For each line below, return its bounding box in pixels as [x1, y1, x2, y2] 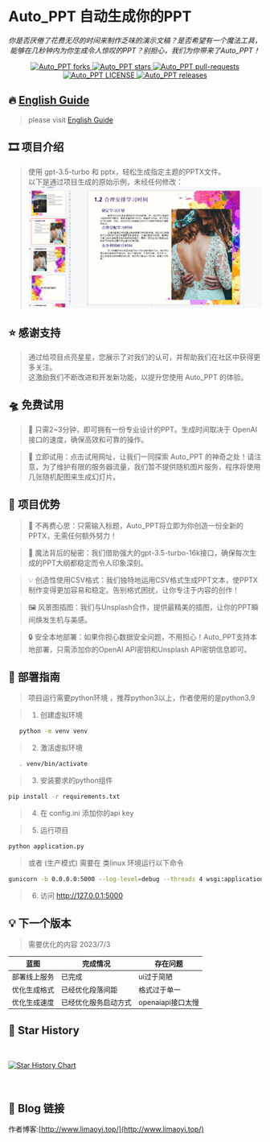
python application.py [8, 842, 84, 850]
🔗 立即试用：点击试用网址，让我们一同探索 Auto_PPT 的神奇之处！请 [27, 452, 255, 461]
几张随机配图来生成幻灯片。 [27, 472, 121, 482]
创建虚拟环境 [39, 710, 83, 720]
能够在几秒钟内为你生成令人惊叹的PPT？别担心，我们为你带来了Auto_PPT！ [10, 45, 260, 55]
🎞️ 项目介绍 [8, 140, 64, 154]
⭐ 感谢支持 [8, 325, 61, 339]
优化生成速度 [11, 997, 55, 1007]
